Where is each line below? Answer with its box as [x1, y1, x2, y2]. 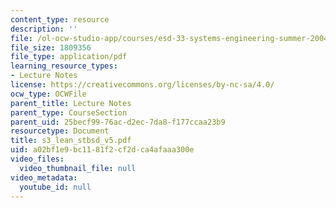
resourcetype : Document [10, 126, 110, 136]
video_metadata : [10, 172, 78, 183]
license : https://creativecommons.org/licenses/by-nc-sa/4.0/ [10, 80, 275, 90]
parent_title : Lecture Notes [10, 98, 132, 108]
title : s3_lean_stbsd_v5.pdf [10, 136, 132, 146]
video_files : [10, 154, 65, 164]
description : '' [10, 24, 78, 34]
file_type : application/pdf [10, 52, 128, 62]
